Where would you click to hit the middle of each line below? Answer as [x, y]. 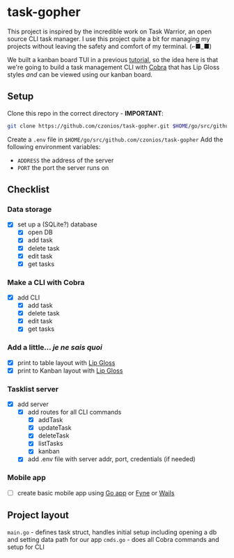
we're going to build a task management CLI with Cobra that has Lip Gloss [114, 67]
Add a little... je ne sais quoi [55, 348]
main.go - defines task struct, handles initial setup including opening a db [112, 532]
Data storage [30, 209]
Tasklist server [33, 389]
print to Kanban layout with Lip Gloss [70, 371]
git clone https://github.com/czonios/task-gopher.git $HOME [98, 126]
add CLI [29, 297]
